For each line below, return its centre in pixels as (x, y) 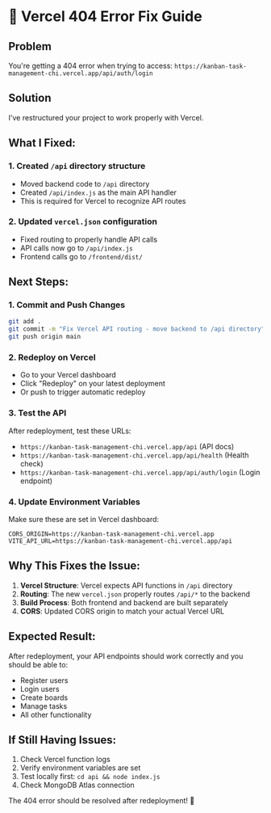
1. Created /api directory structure (77, 166)
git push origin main (45, 337)
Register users (44, 680)
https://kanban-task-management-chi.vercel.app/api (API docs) (127, 446)
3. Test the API (38, 413)
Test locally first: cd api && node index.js (90, 777)
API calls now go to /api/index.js (76, 248)
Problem (30, 46)
